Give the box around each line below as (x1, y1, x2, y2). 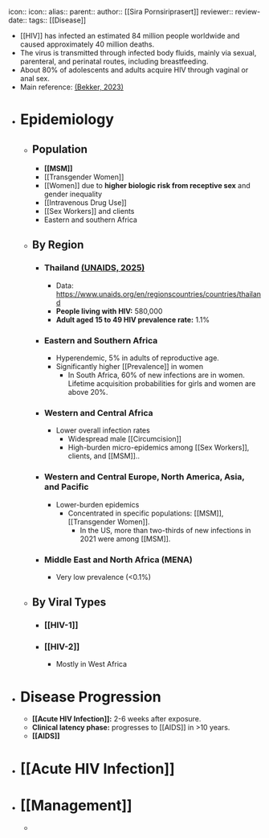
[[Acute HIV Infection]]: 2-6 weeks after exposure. (31, 714, 202, 724)
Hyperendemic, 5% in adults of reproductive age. (55, 353, 219, 363)
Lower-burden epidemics (55, 499, 140, 509)
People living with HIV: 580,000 (55, 306, 163, 316)
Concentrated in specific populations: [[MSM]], (67, 508, 224, 518)
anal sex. (19, 74, 51, 83)
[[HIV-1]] (43, 619, 79, 631)
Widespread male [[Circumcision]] (67, 434, 182, 444)
